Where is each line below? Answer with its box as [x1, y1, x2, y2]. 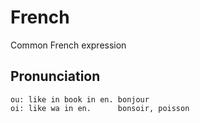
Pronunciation [10, 68, 101, 85]
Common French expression [10, 39, 127, 51]
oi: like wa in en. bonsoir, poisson [10, 103, 190, 113]
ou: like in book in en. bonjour [10, 94, 150, 105]
